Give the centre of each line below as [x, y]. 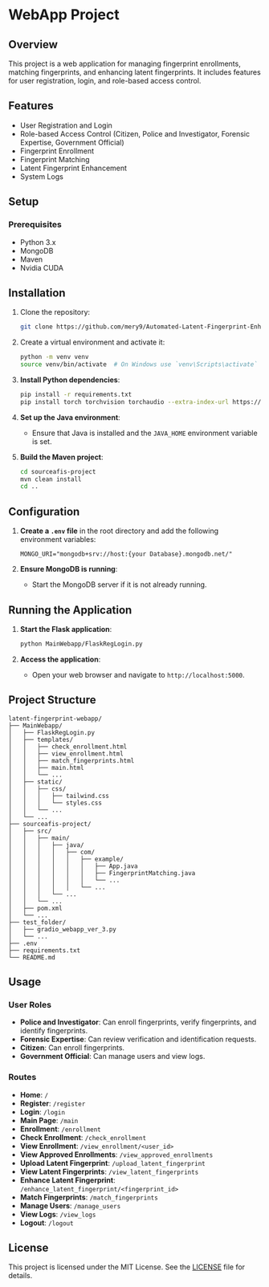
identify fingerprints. [54, 1031]
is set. [42, 441]
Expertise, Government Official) [72, 142]
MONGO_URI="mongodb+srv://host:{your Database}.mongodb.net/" [126, 554]
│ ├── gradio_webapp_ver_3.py [62, 929]
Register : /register [53, 1103]
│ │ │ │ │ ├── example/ [66, 859]
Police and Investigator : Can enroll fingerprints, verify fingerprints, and [138, 1022]
